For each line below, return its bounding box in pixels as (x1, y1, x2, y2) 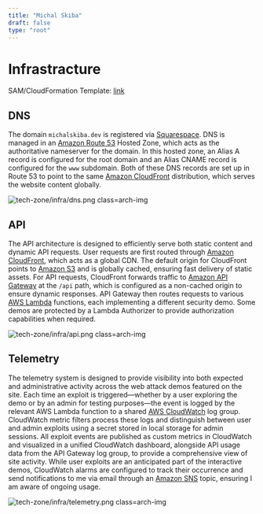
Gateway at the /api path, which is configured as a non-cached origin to (8, 280, 243, 290)
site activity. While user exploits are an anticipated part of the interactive (8, 457, 242, 466)
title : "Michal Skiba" (8, 11, 82, 20)
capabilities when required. (8, 314, 97, 324)
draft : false (8, 19, 51, 27)
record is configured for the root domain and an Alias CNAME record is (8, 155, 237, 165)
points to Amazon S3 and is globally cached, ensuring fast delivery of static (8, 264, 253, 273)
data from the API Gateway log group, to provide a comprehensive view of (8, 448, 248, 457)
